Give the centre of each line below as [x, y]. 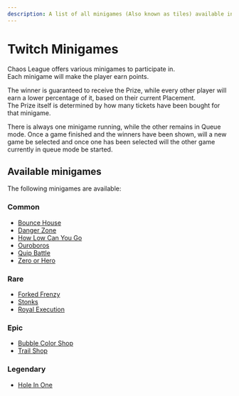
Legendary [27, 369]
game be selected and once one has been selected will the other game [111, 141]
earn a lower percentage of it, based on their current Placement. [101, 97]
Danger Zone [37, 230]
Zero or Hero [36, 260]
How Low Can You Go [50, 237]
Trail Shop [33, 351]
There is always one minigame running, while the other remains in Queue [114, 127]
